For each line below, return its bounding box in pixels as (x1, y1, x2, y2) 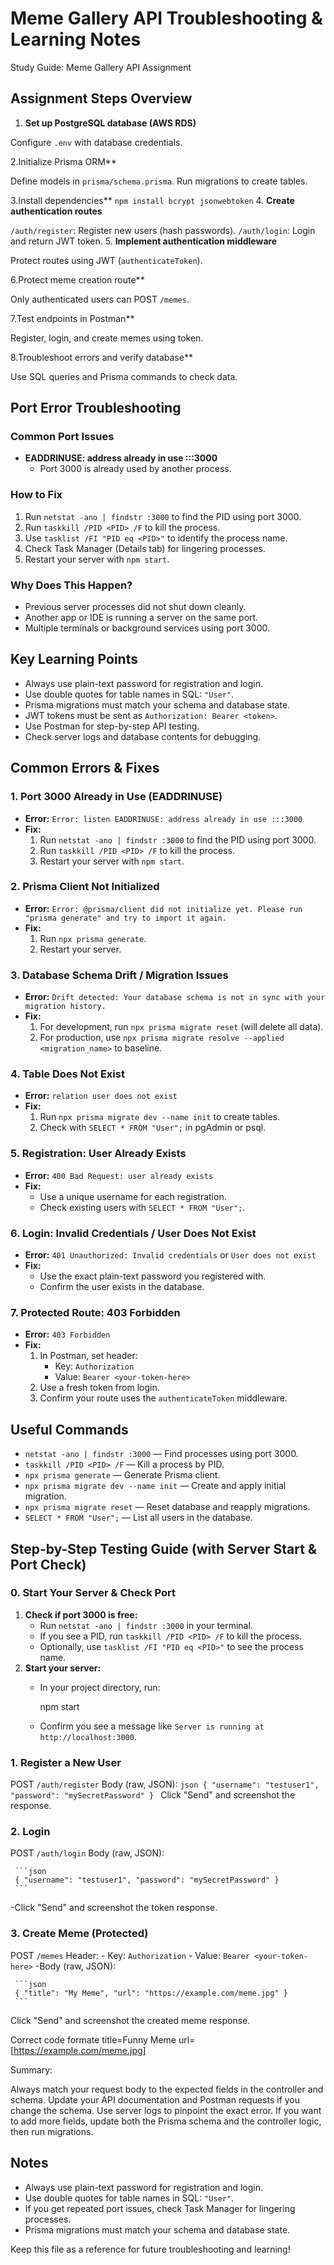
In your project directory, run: (39, 1681, 161, 1693)
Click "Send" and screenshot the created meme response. (10, 2014, 251, 2026)
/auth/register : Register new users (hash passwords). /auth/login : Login (10, 224, 316, 236)
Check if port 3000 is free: (24, 1608, 138, 1621)
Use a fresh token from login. (39, 1382, 160, 1394)
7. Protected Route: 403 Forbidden (10, 1305, 181, 1319)
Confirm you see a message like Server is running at (39, 1720, 265, 1732)
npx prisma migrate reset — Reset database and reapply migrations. (24, 1501, 311, 1513)
